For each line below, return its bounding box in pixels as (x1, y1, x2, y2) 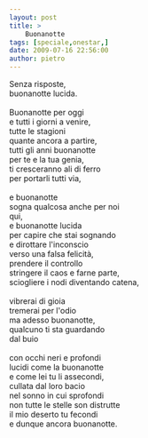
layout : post (9, 12, 58, 22)
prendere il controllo (9, 259, 83, 268)
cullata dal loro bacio (9, 381, 86, 391)
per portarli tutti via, (9, 173, 82, 183)
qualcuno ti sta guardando (9, 324, 105, 334)
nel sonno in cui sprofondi (9, 390, 105, 401)
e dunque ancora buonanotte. (9, 418, 118, 429)
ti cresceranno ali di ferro (9, 163, 101, 174)
